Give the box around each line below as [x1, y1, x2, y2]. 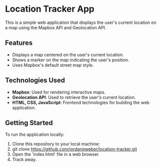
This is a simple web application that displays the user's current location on [5, 19, 157, 25]
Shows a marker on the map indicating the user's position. [12, 57, 129, 63]
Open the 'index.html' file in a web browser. [12, 151, 100, 157]
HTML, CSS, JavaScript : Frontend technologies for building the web [12, 99, 150, 105]
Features [5, 39, 33, 47]
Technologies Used [5, 76, 65, 85]
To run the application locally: [5, 131, 64, 137]
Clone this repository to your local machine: [12, 141, 100, 147]
